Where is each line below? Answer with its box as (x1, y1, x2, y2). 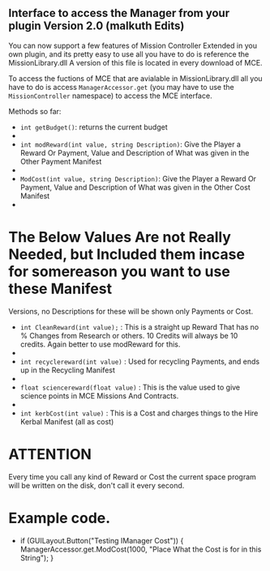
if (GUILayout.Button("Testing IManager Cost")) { (19, 535, 184, 545)
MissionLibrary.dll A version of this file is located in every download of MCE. (8, 58, 263, 67)
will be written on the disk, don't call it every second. (8, 480, 185, 490)
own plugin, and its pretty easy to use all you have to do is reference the (8, 49, 250, 59)
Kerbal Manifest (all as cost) (19, 416, 114, 426)
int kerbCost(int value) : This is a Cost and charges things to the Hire (19, 408, 259, 418)
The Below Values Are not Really (8, 228, 231, 246)
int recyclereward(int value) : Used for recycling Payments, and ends (19, 356, 260, 366)
